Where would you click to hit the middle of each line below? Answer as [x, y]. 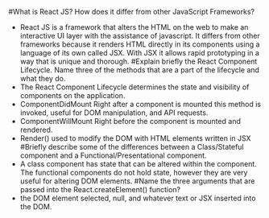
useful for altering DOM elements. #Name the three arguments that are [137, 181]
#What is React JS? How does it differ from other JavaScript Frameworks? [132, 12]
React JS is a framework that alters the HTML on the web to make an [134, 27]
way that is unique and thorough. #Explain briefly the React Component [139, 61]
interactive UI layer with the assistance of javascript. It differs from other [140, 36]
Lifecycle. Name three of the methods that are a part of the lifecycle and [140, 70]
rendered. [36, 130]
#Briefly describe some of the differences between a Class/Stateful [132, 147]
